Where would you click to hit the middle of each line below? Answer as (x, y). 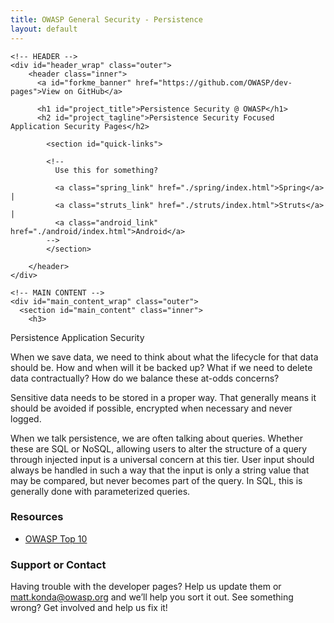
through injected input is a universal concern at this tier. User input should (162, 459)
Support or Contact (58, 564)
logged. (26, 418)
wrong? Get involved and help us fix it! (89, 608)
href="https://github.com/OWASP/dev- (214, 82)
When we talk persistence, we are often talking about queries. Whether (156, 438)
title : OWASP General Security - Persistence (106, 19)
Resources (37, 517)
